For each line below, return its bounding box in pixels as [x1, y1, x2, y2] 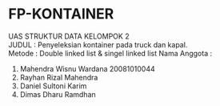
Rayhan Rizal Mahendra [19, 72, 98, 82]
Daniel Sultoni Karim [19, 81, 87, 91]
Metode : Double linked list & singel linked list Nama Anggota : [8, 48, 213, 58]
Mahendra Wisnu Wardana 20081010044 [19, 63, 156, 73]
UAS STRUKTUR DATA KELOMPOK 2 [8, 31, 130, 41]
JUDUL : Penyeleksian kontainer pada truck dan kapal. [8, 39, 188, 49]
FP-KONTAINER [8, 5, 114, 23]
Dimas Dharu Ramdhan [19, 89, 96, 99]
